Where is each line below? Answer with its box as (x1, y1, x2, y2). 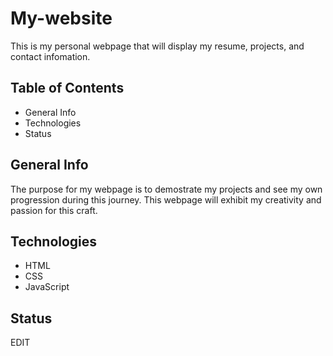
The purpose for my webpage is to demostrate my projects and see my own (10, 183, 323, 195)
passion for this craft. (10, 204, 98, 216)
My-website (10, 7, 113, 30)
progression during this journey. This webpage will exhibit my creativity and (10, 193, 322, 206)
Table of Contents (10, 80, 125, 97)
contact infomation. (10, 50, 91, 62)
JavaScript (24, 281, 70, 293)
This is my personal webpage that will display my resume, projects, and (10, 40, 305, 52)
